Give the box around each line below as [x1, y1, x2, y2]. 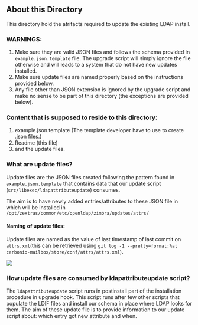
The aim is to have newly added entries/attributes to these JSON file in [6, 198, 178, 205]
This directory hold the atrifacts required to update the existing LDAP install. [6, 20, 191, 27]
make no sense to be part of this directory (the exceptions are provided [14, 93, 189, 100]
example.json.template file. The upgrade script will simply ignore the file [14, 55, 191, 62]
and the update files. [14, 146, 65, 153]
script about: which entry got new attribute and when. [6, 313, 137, 320]
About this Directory [6, 5, 83, 15]
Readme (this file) [14, 139, 58, 146]
